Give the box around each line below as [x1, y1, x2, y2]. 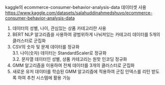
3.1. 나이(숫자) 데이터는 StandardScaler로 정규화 [12, 50, 107, 56]
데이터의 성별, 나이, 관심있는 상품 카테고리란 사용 [12, 25, 107, 31]
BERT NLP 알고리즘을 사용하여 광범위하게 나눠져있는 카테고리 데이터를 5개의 [12, 32, 161, 37]
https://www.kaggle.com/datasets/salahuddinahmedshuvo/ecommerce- [5, 10, 153, 16]
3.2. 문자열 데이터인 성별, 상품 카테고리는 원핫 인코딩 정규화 [12, 56, 127, 62]
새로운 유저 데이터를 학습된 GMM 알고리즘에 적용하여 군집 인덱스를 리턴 [12, 69, 151, 74]
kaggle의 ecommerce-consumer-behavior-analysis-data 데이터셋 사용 [5, 4, 147, 10]
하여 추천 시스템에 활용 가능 [17, 75, 71, 81]
